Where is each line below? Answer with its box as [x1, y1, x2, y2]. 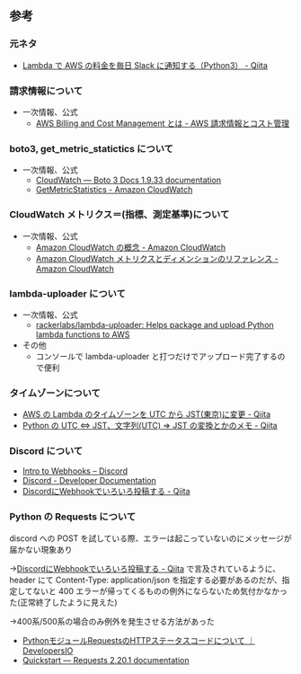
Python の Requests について [9, 510, 137, 523]
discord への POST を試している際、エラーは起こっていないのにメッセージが [9, 533, 292, 544]
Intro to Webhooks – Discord [22, 466, 128, 476]
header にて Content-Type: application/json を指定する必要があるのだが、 [9, 574, 283, 585]
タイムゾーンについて [9, 386, 101, 399]
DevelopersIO [22, 645, 74, 656]
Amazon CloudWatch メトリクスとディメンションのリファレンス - [35, 253, 279, 263]
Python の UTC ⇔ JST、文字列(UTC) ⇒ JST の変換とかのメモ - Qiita [22, 421, 278, 431]
